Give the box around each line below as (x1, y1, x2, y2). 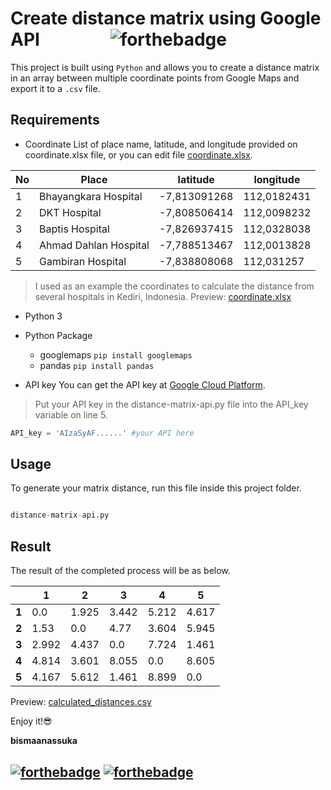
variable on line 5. (34, 408, 108, 421)
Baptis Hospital (39, 222, 110, 236)
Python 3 (24, 310, 63, 322)
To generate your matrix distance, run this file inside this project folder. (10, 482, 302, 494)
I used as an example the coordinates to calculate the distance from (34, 280, 315, 292)
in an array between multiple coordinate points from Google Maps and (10, 72, 300, 84)
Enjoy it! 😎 (10, 715, 53, 727)
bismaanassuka (10, 735, 78, 747)
